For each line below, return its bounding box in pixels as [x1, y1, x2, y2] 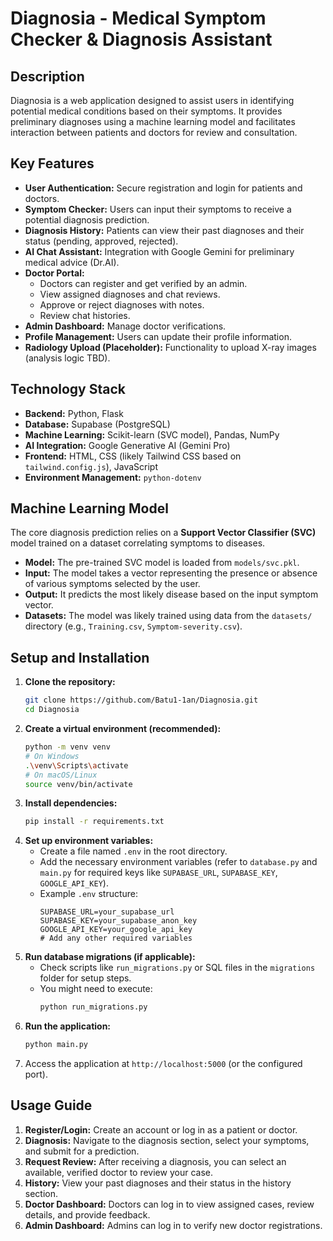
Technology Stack [10, 381, 126, 398]
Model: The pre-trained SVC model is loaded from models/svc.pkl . [24, 557, 300, 569]
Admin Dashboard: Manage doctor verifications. [24, 320, 227, 332]
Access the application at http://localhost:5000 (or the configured [24, 1058, 303, 1069]
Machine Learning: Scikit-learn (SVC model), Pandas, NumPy [24, 428, 280, 441]
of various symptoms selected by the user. [24, 578, 201, 590]
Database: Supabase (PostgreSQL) [24, 418, 171, 430]
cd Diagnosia [24, 705, 80, 715]
